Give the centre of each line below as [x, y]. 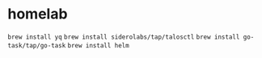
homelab [38, 14]
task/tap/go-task [37, 45]
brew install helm [99, 45]
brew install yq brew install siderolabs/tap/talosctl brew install [124, 37]
